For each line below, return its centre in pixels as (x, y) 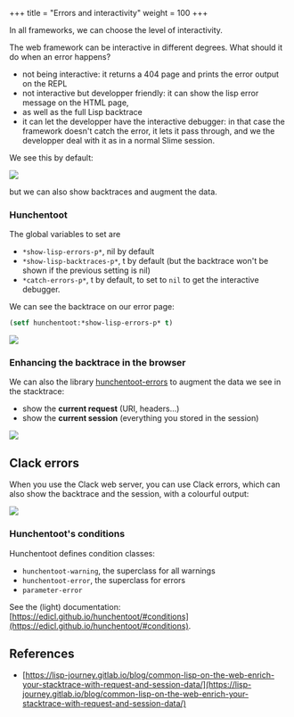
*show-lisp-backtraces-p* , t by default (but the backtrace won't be (145, 261)
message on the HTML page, (75, 103)
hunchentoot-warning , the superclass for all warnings (118, 571)
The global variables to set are (65, 235)
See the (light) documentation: (65, 606)
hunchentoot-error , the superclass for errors (103, 580)
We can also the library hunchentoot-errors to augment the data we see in (145, 382)
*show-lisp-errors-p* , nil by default (88, 251)
